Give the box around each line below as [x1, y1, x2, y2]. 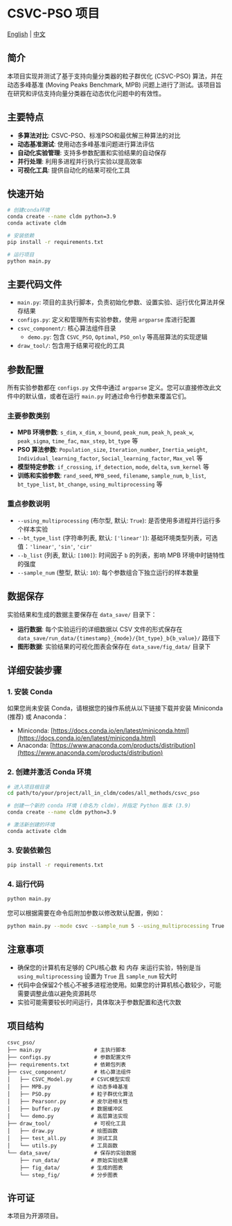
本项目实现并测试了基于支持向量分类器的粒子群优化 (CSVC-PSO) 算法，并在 [7, 71, 223, 80]
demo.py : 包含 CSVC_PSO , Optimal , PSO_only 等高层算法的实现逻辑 [27, 333, 208, 341]
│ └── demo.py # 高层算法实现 [7, 1112, 128, 1119]
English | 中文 [7, 30, 46, 38]
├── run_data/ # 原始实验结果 [19, 1157, 128, 1164]
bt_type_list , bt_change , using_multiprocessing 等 [17, 480, 163, 489]
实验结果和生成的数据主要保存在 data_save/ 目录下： [7, 610, 157, 618]
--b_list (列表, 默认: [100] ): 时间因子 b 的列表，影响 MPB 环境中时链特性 [17, 551, 225, 559]
